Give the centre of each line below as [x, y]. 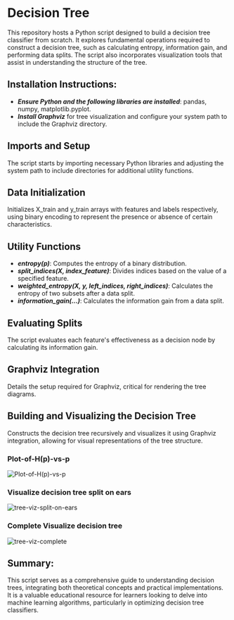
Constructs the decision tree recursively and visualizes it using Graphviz [112, 433]
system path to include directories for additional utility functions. [100, 170]
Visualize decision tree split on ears [69, 492]
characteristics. [30, 224]
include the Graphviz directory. [62, 124]
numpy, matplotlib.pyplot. [54, 109]
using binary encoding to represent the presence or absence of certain [110, 217]
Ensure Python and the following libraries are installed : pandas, [112, 101]
